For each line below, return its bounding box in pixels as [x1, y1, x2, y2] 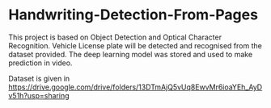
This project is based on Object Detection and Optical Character [8, 32, 222, 42]
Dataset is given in [8, 73, 70, 83]
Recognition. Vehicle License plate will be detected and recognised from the [8, 40, 263, 50]
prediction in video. [8, 58, 73, 68]
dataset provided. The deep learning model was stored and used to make [8, 49, 253, 59]
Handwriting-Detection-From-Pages [8, 6, 259, 24]
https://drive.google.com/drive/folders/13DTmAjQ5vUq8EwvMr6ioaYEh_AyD [8, 82, 263, 92]
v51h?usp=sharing [8, 90, 70, 100]
